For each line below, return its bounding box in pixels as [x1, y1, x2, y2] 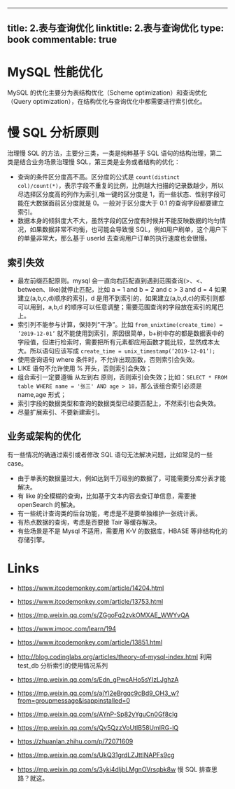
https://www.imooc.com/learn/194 [17, 624, 117, 633]
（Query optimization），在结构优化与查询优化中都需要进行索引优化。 [7, 97, 206, 106]
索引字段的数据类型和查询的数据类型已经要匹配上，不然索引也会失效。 [17, 399, 220, 407]
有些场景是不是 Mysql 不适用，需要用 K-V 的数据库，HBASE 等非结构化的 [17, 527, 228, 535]
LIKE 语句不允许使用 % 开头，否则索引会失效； [17, 364, 152, 372]
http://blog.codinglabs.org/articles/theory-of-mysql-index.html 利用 [17, 652, 212, 661]
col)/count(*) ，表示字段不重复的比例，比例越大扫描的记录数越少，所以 [17, 182, 224, 190]
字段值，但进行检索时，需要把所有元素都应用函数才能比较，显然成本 [17, 338, 214, 346]
